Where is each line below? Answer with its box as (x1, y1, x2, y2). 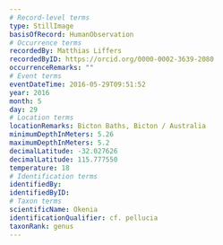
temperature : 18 (9, 163, 70, 172)
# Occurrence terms (9, 38, 82, 48)
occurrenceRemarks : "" (9, 64, 94, 73)
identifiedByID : (9, 188, 70, 197)
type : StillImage (9, 22, 74, 31)
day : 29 (9, 105, 39, 114)
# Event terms (9, 72, 63, 81)
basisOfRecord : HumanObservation (9, 30, 134, 39)
